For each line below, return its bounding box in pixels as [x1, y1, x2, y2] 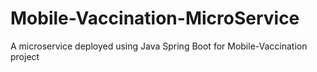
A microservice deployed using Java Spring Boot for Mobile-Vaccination [10, 40, 308, 52]
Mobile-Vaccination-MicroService [10, 7, 300, 30]
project [10, 50, 40, 62]
